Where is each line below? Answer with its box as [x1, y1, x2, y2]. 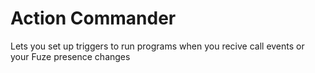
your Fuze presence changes [10, 50, 131, 62]
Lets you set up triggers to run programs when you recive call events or [10, 40, 305, 52]
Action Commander [10, 7, 177, 30]
